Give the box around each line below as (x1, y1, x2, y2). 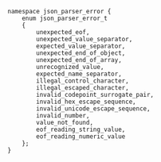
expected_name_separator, (36, 70, 123, 78)
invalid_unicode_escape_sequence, (36, 105, 151, 113)
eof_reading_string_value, (36, 125, 126, 133)
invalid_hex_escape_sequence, (36, 98, 136, 106)
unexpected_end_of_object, (36, 49, 126, 57)
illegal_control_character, (36, 77, 129, 85)
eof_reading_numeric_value (36, 133, 126, 141)
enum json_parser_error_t (22, 14, 108, 22)
